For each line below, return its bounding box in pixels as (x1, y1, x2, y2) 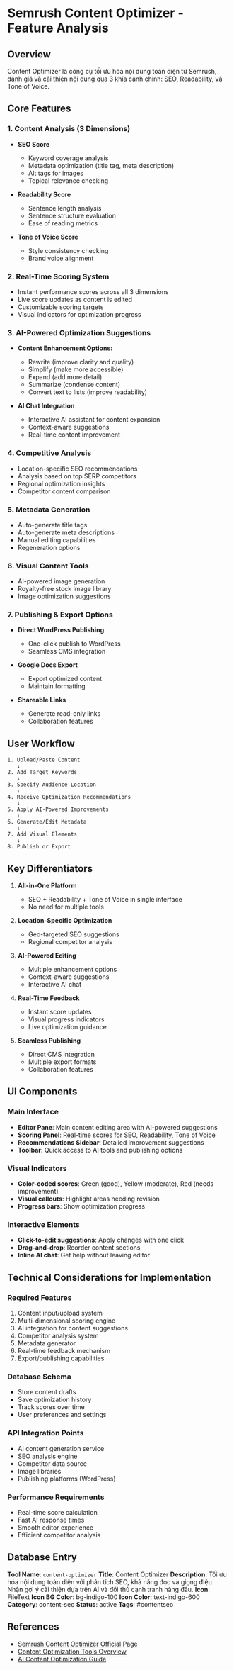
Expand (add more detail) (28, 373, 103, 381)
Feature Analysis (7, 20, 109, 36)
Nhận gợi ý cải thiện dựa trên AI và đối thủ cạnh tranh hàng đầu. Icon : (7, 1585, 211, 1593)
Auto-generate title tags (17, 520, 88, 529)
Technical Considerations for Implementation (7, 1271, 211, 1284)
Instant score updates (28, 1008, 92, 1016)
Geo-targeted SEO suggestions (28, 930, 119, 938)
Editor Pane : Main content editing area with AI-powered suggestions (17, 1123, 218, 1131)
